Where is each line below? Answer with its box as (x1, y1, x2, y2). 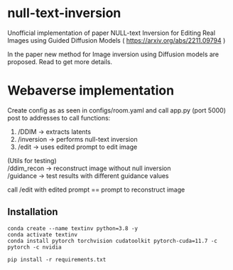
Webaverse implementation (7, 83, 175, 99)
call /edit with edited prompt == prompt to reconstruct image (7, 185, 185, 194)
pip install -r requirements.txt (7, 256, 107, 263)
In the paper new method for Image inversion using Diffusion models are (7, 50, 220, 58)
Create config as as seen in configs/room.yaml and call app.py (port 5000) (7, 105, 226, 115)
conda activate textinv (7, 231, 78, 238)
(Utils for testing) (7, 156, 57, 165)
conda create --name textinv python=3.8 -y (7, 224, 139, 232)
